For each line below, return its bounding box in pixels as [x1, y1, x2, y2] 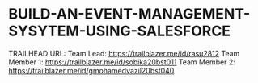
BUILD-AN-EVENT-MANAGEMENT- [8, 5, 251, 23]
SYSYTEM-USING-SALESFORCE [8, 22, 231, 40]
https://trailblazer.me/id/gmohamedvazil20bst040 [8, 65, 175, 75]
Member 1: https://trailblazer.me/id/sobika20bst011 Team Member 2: [8, 57, 236, 67]
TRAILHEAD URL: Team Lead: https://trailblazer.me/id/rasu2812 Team [8, 48, 240, 58]
